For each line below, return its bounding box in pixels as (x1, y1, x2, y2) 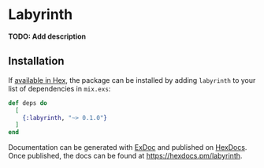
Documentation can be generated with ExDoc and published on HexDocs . (8, 143, 247, 152)
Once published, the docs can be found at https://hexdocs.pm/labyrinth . (8, 151, 243, 161)
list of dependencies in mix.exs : (8, 84, 111, 93)
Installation (8, 54, 65, 68)
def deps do (8, 99, 47, 107)
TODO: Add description (8, 32, 87, 41)
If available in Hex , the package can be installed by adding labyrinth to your (8, 75, 256, 84)
